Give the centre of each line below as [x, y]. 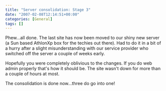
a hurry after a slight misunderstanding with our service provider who [77, 48]
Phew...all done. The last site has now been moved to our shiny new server [82, 38]
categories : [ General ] [29, 19]
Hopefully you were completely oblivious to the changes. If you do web [79, 63]
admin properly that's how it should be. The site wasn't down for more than [83, 69]
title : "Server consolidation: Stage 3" [48, 10]
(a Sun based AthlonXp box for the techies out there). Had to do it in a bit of [83, 43]
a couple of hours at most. [32, 74]
